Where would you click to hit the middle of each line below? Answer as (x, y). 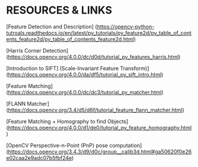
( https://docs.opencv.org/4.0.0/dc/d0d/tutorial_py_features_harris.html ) (93, 57)
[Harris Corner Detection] (37, 50)
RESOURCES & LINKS (59, 10)
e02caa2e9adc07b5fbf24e (39, 158)
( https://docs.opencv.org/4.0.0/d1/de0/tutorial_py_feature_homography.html (99, 127)
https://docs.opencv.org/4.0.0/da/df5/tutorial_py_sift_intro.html (85, 74)
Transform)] (135, 68)
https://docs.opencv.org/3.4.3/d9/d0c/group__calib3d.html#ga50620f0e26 (100, 152)
